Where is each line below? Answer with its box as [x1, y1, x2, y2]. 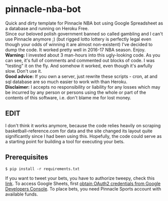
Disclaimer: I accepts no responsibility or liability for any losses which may [5, 84, 160, 90]
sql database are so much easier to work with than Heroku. [5, 79, 128, 85]
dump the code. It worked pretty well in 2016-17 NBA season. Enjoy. [5, 47, 146, 53]
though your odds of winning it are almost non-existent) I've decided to [5, 41, 153, 47]
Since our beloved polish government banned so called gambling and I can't [5, 31, 163, 37]
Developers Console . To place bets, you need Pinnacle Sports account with [5, 185, 161, 191]
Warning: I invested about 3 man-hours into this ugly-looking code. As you [5, 52, 160, 58]
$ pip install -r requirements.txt [5, 166, 80, 171]
